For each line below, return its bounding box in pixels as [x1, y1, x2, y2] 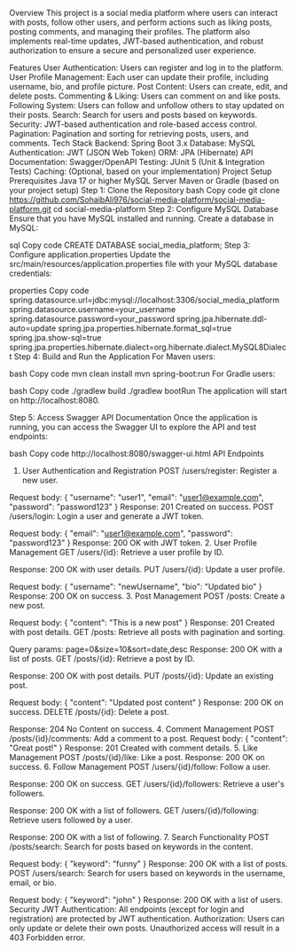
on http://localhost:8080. [9, 395, 100, 405]
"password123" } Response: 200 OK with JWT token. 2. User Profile [9, 538, 257, 548]
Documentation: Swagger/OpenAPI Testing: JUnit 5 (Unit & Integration [9, 157, 265, 167]
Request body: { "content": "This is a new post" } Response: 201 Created [9, 617, 275, 628]
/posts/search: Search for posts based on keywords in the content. [9, 842, 254, 852]
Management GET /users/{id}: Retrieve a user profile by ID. [9, 547, 224, 557]
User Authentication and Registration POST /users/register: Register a [21, 466, 277, 475]
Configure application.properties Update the [9, 249, 171, 260]
